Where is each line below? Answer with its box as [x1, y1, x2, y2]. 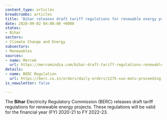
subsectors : [5, 44, 30, 49]
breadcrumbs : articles [5, 12, 52, 17]
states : [5, 26, 21, 31]
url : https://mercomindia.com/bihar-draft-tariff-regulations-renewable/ [9, 62, 166, 67]
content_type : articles [5, 7, 55, 12]
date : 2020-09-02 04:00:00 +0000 [5, 21, 75, 26]
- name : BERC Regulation [5, 72, 57, 77]
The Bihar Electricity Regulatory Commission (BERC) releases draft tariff [5, 98, 153, 104]
